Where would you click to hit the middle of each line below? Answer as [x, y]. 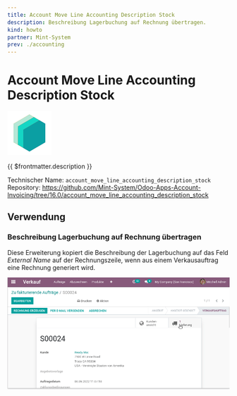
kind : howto [25, 30]
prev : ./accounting [36, 45]
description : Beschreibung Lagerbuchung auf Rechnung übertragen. [107, 22]
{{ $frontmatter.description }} [50, 166]
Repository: [24, 187]
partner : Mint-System [39, 37]
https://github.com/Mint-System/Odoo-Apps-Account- [121, 187]
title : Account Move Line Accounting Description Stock [91, 15]
